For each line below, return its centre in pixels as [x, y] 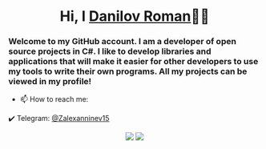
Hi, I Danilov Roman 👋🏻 [135, 16]
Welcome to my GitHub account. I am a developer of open [122, 42]
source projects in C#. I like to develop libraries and [110, 51]
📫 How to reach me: [54, 99]
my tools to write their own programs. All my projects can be [128, 71]
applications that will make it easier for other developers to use [133, 62]
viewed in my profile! [50, 82]
